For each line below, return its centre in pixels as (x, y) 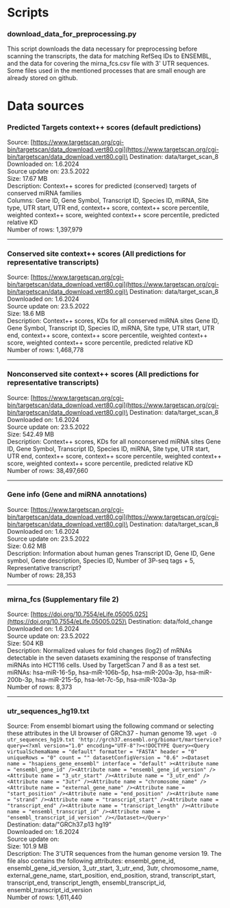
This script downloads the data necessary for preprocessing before (102, 49)
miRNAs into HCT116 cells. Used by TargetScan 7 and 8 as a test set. (104, 665)
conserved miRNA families (44, 193)
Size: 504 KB (25, 643)
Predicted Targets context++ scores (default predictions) (104, 127)
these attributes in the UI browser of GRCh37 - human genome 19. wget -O (112, 733)
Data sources (46, 106)
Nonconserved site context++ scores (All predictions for (103, 374)
